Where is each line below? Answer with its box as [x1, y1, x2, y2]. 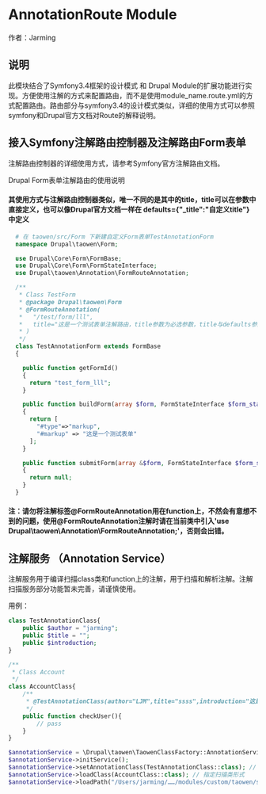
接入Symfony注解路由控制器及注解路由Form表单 [8, 136, 247, 150]
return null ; [28, 474, 73, 482]
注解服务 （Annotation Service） [8, 552, 172, 565]
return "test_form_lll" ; [28, 379, 112, 387]
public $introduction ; [22, 639, 97, 647]
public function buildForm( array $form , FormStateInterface [22, 400, 225, 409]
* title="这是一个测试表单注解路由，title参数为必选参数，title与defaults [18, 320, 252, 328]
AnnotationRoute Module [8, 6, 177, 24]
